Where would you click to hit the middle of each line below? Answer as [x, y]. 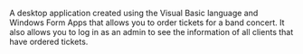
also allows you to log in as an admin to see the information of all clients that [151, 32]
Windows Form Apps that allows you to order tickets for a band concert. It [147, 22]
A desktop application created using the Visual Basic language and [134, 13]
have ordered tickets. [49, 41]
